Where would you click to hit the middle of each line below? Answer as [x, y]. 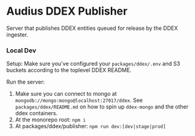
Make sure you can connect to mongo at [66, 94]
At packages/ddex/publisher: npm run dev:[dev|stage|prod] [90, 126]
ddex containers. [36, 113]
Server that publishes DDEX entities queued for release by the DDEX [92, 28]
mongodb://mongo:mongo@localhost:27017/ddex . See [79, 100]
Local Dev [21, 50]
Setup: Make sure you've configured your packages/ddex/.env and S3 [93, 64]
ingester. [17, 34]
